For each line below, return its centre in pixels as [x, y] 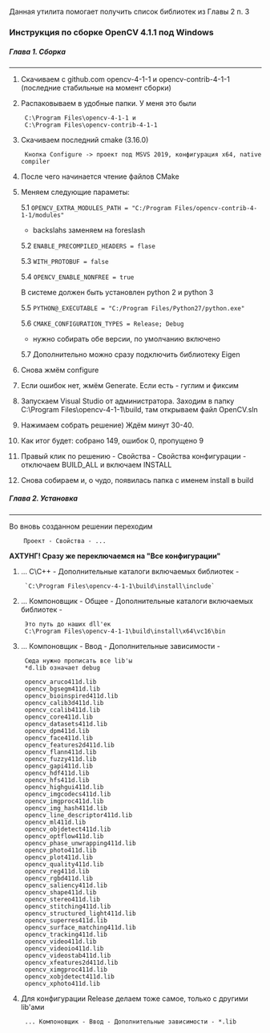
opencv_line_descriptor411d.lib [79, 815]
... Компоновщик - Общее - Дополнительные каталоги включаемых [137, 601]
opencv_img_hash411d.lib [66, 808]
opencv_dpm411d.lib [57, 731]
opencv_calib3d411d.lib [64, 703]
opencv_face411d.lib [58, 738]
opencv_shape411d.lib [60, 892]
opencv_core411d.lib [58, 717]
